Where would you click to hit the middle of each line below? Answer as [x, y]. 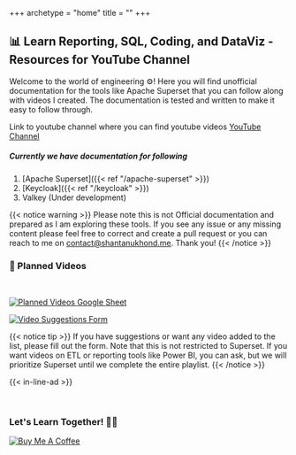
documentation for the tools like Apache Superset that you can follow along [147, 90]
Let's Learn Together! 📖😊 [64, 422]
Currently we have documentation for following [99, 156]
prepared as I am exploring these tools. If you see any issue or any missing [145, 224]
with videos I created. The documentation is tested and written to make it [142, 100]
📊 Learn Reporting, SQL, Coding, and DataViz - [141, 42]
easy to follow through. [51, 109]
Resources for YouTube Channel [100, 60]
